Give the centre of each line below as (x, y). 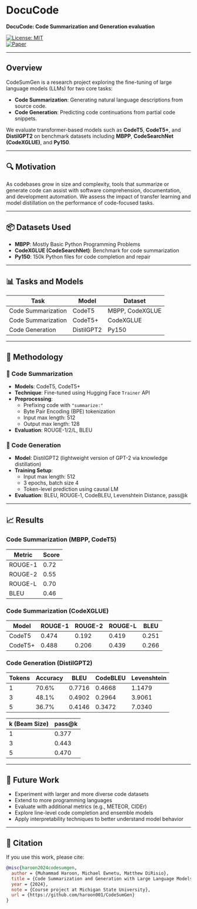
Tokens (20, 678)
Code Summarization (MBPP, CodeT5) (61, 540)
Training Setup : (34, 470)
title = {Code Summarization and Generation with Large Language (93, 879)
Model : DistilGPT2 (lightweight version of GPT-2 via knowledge (91, 458)
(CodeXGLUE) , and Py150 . (38, 142)
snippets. (26, 118)
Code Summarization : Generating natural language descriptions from (99, 100)
